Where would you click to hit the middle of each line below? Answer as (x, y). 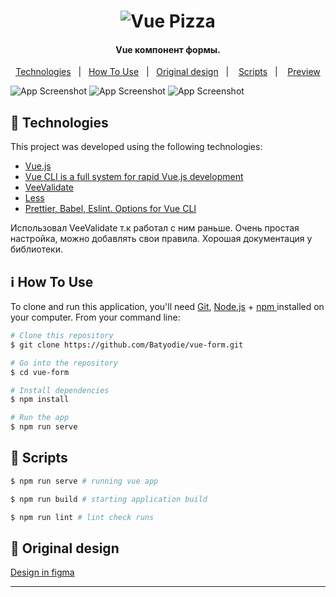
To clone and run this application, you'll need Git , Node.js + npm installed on (167, 307)
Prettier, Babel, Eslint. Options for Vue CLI (110, 209)
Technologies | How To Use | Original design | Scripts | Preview (168, 72)
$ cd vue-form (40, 372)
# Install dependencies (60, 390)
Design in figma (42, 572)
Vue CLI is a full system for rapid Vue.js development (134, 177)
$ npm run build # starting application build (109, 499)
